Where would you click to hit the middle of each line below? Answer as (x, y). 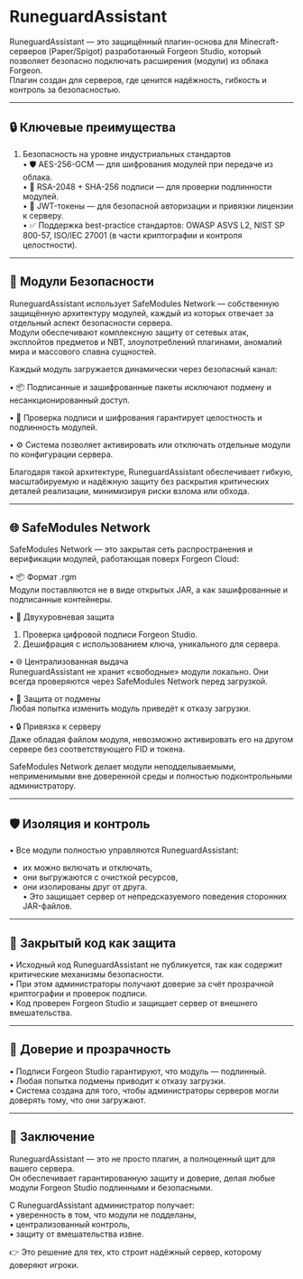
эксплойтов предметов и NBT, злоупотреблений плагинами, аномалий (146, 341)
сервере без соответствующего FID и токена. (97, 749)
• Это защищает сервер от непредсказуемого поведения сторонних (155, 897)
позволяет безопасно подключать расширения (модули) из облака (139, 61)
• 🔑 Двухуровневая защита (62, 617)
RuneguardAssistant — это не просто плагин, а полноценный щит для (142, 1159)
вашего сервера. (42, 1168)
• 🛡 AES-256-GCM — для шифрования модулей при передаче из (147, 163)
